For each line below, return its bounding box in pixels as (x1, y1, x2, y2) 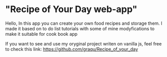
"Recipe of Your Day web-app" (5, 4, 138, 15)
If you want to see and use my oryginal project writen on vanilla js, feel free (5, 40, 162, 46)
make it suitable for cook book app (5, 31, 77, 37)
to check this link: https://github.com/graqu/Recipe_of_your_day (5, 46, 138, 52)
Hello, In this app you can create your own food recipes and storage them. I (5, 20, 163, 26)
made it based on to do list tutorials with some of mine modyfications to (5, 25, 155, 31)
